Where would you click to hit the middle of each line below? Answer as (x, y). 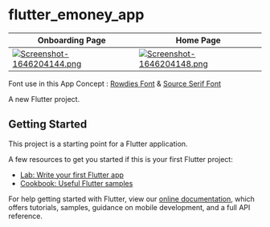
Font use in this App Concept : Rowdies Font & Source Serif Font (115, 83)
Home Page (198, 40)
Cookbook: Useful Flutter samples (76, 183)
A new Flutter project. (44, 99)
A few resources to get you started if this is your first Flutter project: (121, 159)
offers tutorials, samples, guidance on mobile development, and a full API (129, 207)
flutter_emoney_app (76, 15)
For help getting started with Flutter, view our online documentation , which (132, 199)
